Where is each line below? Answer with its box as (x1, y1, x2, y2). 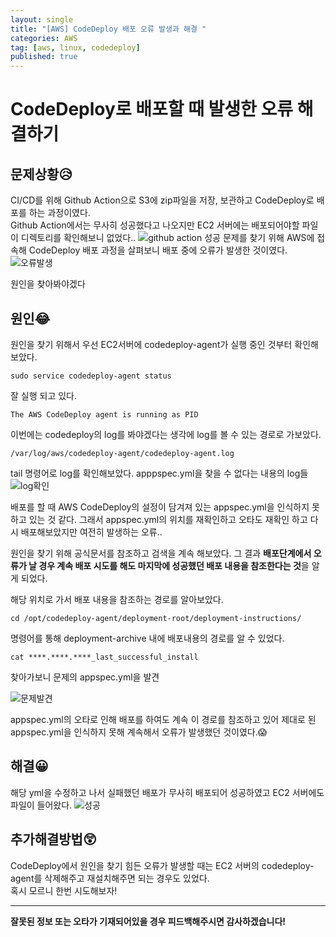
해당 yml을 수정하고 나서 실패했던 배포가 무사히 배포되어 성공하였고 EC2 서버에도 (10, 786, 325, 798)
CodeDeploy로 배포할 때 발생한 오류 (10, 98, 294, 121)
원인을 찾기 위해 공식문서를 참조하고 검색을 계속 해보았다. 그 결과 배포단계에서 (10, 547, 312, 559)
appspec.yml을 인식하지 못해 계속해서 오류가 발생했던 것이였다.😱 (10, 726, 268, 738)
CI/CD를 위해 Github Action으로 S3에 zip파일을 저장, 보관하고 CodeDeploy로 (10, 194, 315, 206)
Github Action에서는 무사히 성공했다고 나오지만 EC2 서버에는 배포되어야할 (10, 219, 300, 231)
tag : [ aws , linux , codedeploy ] (10, 42, 141, 53)
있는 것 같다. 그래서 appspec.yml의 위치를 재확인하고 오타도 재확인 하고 (28, 513, 308, 525)
